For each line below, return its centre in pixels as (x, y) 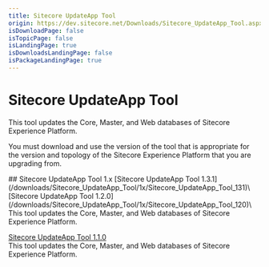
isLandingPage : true (43, 46)
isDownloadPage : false (46, 30)
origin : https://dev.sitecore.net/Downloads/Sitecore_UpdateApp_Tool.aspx (136, 23)
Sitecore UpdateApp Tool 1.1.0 (57, 237)
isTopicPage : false (41, 38)
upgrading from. (35, 163)
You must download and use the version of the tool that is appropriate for (129, 146)
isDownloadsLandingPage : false (60, 53)
